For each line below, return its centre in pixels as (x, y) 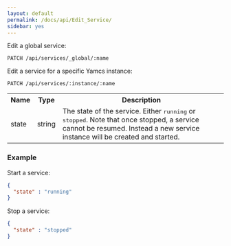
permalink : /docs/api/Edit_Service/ (59, 20)
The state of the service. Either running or (129, 111)
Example (22, 157)
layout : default (30, 13)
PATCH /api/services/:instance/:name (61, 84)
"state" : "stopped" (43, 230)
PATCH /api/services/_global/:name (58, 58)
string (46, 124)
